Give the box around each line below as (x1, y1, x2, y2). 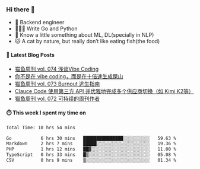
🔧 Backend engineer (14, 19, 65, 26)
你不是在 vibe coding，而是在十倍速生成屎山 (14, 72, 123, 79)
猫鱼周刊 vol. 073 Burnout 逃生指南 (14, 80, 100, 87)
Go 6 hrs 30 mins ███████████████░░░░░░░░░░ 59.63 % (6, 135, 177, 141)
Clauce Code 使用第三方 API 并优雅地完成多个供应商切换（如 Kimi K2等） (14, 87, 194, 94)
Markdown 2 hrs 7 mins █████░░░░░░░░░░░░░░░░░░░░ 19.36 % (6, 141, 177, 147)
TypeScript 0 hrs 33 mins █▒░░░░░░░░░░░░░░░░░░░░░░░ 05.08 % (6, 152, 177, 158)
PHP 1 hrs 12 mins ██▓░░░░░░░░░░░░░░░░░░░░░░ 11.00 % (6, 146, 177, 152)
